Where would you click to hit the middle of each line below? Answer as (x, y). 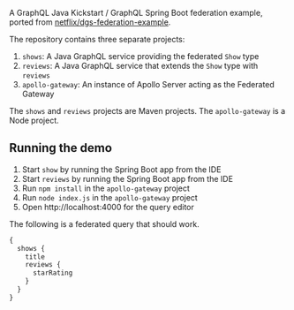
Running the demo (61, 148)
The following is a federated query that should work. (105, 223)
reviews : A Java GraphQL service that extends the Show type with (140, 66)
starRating (53, 273)
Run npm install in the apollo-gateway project (106, 188)
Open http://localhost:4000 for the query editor (108, 207)
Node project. (34, 120)
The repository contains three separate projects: (97, 39)
